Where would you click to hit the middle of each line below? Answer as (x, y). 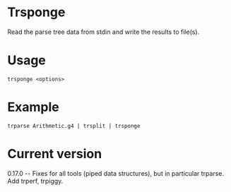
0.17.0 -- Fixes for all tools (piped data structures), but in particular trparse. (116, 173)
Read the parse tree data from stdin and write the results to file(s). (103, 32)
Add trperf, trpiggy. (35, 181)
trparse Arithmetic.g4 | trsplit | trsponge (74, 126)
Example (33, 107)
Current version (55, 154)
